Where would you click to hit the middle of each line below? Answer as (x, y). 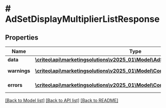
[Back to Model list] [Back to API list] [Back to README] (62, 100)
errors (15, 85)
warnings (19, 71)
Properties (22, 37)
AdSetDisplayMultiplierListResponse (82, 19)
